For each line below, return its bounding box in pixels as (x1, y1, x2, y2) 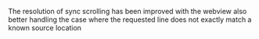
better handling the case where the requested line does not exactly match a (8, 15, 252, 24)
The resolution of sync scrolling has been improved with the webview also (8, 7, 247, 16)
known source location (8, 23, 82, 32)
